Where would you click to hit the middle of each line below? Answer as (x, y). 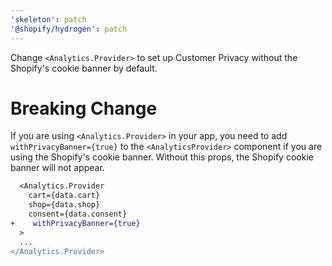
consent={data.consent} (78, 214)
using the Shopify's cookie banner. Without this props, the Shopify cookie (162, 157)
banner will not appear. (57, 168)
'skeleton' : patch (48, 19)
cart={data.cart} (64, 196)
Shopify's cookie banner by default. (84, 68)
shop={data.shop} (64, 205)
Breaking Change (84, 108)
